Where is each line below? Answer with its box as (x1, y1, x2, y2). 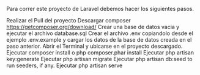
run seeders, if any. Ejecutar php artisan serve (6, 62, 123, 69)
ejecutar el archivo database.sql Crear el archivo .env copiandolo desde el (6, 30, 194, 37)
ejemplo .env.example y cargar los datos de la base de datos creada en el (6, 36, 192, 43)
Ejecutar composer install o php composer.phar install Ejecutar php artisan (6, 49, 194, 56)
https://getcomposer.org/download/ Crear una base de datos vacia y (6, 24, 180, 30)
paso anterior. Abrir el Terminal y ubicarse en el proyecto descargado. (6, 42, 183, 50)
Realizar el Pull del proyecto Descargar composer (6, 17, 131, 24)
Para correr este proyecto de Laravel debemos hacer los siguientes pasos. (6, 5, 194, 12)
